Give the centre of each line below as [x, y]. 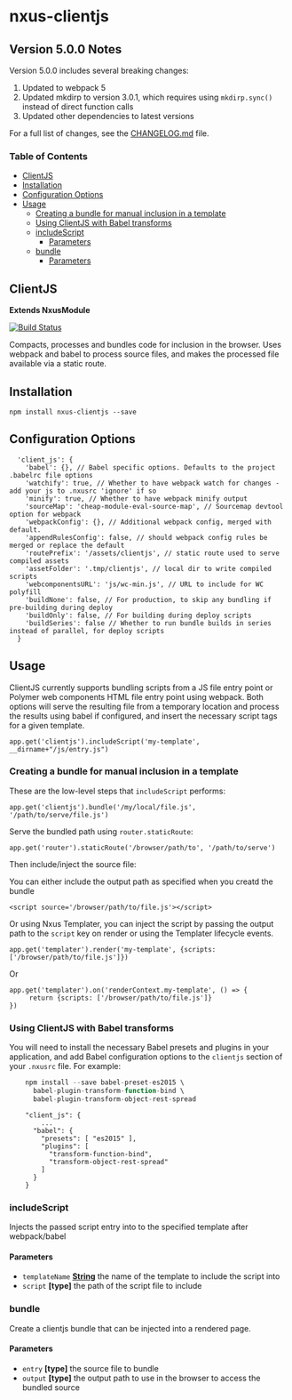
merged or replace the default [67, 545]
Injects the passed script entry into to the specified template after [129, 1227]
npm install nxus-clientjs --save [73, 412]
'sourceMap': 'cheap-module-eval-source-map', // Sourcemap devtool [154, 506]
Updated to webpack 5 [64, 88]
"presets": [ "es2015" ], [89, 1139]
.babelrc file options [51, 475]
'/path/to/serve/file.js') [59, 815]
